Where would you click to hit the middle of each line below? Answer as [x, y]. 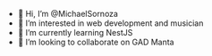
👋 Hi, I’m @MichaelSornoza [68, 14]
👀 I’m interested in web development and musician [110, 23]
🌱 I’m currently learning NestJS [75, 32]
